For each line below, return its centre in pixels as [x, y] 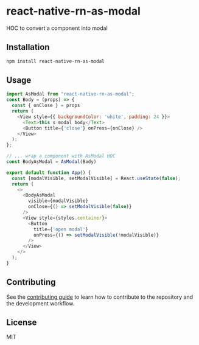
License [22, 323]
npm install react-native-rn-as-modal [55, 61]
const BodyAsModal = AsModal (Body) [51, 162]
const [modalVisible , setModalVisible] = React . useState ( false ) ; [96, 178]
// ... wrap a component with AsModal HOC [61, 156]
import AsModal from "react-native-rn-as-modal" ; [71, 94]
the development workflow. [40, 303]
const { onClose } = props [46, 106]
